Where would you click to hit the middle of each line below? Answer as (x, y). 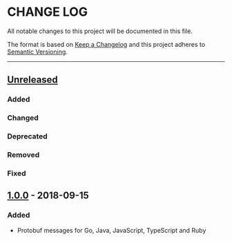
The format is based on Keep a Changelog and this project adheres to (106, 44)
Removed (23, 155)
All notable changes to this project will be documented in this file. (100, 31)
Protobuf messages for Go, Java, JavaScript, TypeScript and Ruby (112, 230)
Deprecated (28, 136)
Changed (23, 118)
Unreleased (33, 80)
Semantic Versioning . (37, 52)
